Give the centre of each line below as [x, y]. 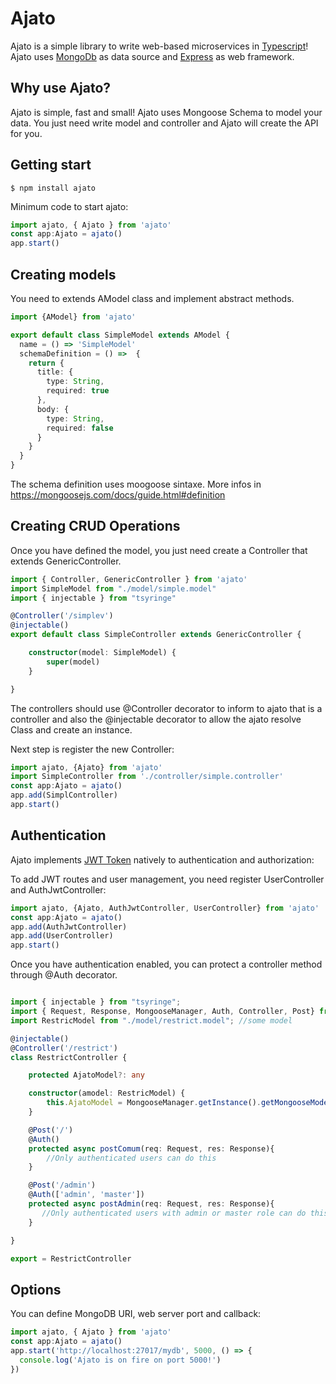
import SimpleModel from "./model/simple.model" [113, 588]
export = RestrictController [71, 1258]
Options [36, 1289]
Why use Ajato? [61, 88]
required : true [78, 391]
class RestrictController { [69, 1057]
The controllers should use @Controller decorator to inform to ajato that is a [166, 708]
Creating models [63, 274]
